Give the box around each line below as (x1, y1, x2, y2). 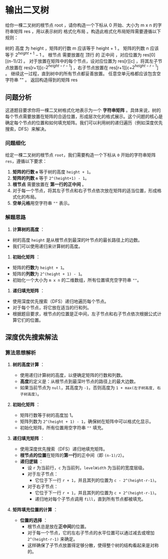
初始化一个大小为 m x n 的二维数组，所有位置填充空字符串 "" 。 (12, 277, 141, 283)
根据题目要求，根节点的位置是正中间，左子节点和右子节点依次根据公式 (12, 311, 157, 317)
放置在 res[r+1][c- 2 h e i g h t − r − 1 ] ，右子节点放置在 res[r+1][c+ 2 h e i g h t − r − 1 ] (9, 64, 158, 71)
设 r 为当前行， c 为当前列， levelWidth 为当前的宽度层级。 (27, 465, 147, 471)
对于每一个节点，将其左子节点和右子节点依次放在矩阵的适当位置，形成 (12, 188, 157, 194)
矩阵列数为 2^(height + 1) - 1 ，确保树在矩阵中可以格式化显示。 (19, 418, 154, 424)
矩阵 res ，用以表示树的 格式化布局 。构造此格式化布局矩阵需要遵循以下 (13, 28, 161, 34)
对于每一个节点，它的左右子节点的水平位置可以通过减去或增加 (27, 530, 155, 536)
